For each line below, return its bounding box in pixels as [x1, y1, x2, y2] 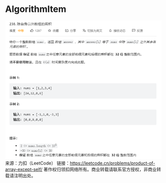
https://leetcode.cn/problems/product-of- [70, 160, 156, 166]
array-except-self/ [5, 167, 43, 172]
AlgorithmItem [5, 3, 67, 15]
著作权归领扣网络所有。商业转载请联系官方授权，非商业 [43, 167, 157, 172]
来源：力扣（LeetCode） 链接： [5, 160, 71, 166]
